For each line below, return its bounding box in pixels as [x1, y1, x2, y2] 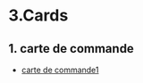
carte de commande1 [21, 64, 99, 75]
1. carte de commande [8, 41, 135, 56]
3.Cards [8, 5, 69, 26]
